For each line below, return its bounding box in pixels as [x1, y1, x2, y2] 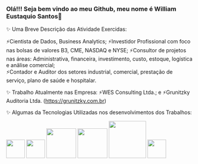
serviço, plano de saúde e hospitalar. [6, 77, 97, 84]
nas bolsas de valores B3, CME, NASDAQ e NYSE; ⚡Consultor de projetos [6, 47, 186, 54]
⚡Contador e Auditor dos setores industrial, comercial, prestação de [6, 68, 173, 75]
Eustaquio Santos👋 [6, 12, 62, 20]
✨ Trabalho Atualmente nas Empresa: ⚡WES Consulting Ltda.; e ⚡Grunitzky [6, 89, 190, 96]
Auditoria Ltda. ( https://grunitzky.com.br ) [6, 97, 107, 105]
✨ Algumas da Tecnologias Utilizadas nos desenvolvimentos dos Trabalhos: [6, 109, 192, 116]
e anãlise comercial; [6, 62, 55, 69]
